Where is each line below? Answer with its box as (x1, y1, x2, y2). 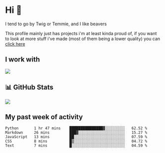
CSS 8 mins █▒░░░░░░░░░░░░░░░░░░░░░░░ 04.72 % (5, 139, 148, 144)
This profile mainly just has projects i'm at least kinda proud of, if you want (5, 30, 157, 36)
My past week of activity (5, 112, 83, 121)
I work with (5, 55, 40, 64)
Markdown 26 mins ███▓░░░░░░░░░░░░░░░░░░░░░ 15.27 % (5, 130, 148, 135)
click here (5, 41, 26, 47)
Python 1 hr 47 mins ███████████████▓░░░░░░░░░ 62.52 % (5, 126, 148, 131)
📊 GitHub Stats (5, 83, 54, 92)
